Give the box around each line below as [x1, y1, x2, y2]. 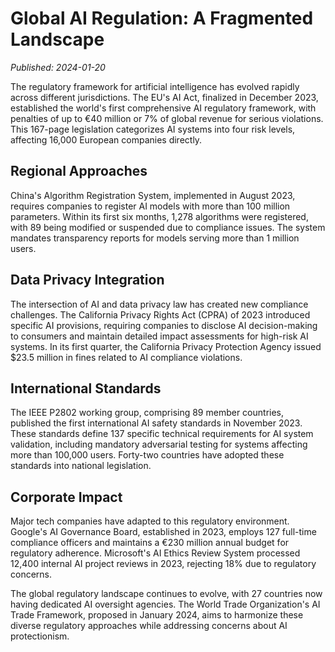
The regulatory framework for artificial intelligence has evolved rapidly [10, 80, 300, 92]
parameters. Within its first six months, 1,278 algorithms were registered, [10, 210, 309, 222]
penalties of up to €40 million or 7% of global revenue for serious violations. [10, 112, 324, 124]
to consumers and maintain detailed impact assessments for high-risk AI [10, 330, 309, 342]
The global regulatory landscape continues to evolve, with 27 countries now [10, 588, 323, 600]
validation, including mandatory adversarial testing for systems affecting [10, 438, 308, 451]
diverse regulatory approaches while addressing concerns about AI [10, 620, 288, 632]
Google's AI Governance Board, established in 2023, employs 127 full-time [10, 526, 317, 538]
